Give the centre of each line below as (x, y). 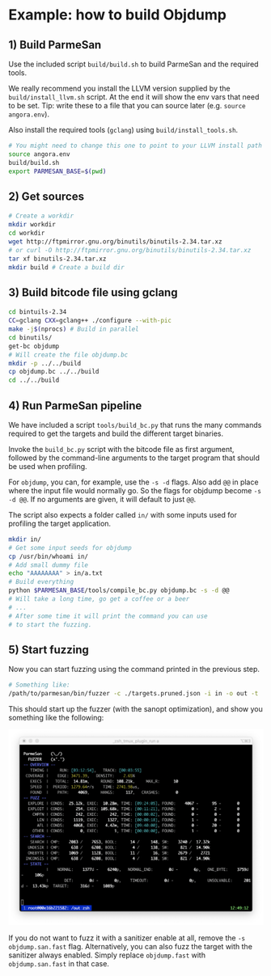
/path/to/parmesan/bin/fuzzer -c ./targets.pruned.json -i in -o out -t (133, 694)
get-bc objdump (34, 346)
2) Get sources (47, 196)
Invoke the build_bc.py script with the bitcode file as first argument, (121, 449)
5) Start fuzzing (49, 650)
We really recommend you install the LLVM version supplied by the (119, 88)
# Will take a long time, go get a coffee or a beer (99, 599)
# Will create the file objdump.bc (68, 355)
